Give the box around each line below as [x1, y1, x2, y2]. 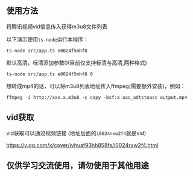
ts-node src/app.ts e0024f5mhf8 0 [6, 71, 93, 77]
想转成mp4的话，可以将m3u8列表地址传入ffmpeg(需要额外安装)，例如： [6, 82, 186, 89]
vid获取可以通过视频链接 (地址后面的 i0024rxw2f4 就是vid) [6, 129, 147, 137]
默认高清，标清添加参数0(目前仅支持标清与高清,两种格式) [6, 59, 148, 66]
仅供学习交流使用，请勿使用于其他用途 [6, 160, 149, 171]
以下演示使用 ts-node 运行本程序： [6, 36, 89, 43]
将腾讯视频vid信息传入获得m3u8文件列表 [6, 23, 107, 30]
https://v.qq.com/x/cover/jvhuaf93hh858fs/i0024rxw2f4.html [6, 141, 159, 149]
